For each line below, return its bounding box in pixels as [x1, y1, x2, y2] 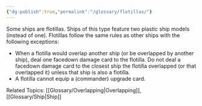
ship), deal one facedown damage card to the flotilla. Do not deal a [14, 56, 181, 63]
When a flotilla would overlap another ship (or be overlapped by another [14, 49, 194, 57]
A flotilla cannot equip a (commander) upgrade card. [14, 75, 146, 82]
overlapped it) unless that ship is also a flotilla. [14, 68, 130, 75]
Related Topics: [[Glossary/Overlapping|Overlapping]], [6, 86, 142, 93]
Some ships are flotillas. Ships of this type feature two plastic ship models [6, 25, 190, 32]
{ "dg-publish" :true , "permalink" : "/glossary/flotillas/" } [6, 8, 153, 15]
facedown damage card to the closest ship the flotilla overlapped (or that [14, 62, 197, 69]
